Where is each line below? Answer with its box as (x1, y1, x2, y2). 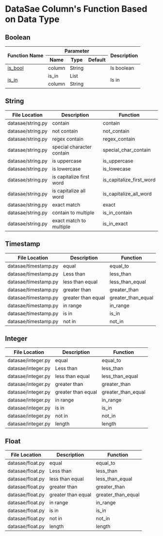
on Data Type (5, 14, 60, 25)
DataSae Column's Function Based (5, 3, 147, 15)
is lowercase (52, 165, 81, 172)
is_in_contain (102, 209, 132, 216)
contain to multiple (52, 209, 95, 216)
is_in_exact (102, 220, 128, 227)
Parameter (65, 48, 90, 54)
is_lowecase (102, 165, 131, 172)
